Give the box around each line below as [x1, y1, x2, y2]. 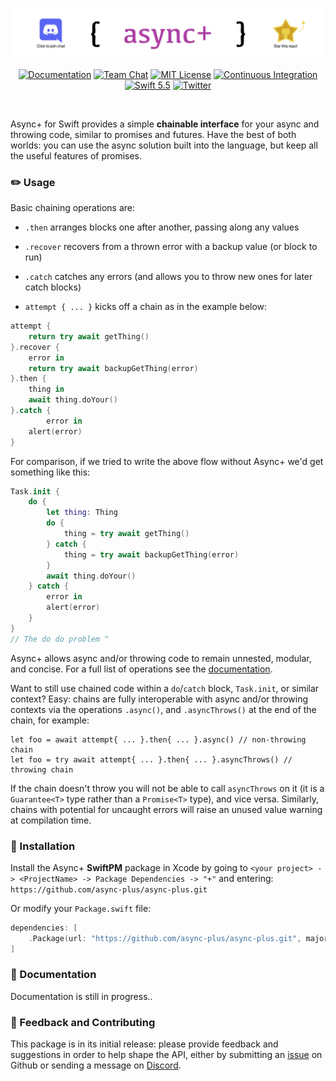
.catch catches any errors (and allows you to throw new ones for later [24, 271, 313, 283]
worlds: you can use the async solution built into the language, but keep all [10, 139, 318, 151]
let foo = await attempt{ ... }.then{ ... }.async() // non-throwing [10, 734, 307, 745]
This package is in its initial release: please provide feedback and [10, 1038, 279, 1050]
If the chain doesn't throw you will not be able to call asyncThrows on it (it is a [10, 782, 325, 794]
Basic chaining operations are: [10, 202, 136, 214]
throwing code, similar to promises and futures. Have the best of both [10, 128, 297, 140]
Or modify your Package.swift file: [10, 902, 152, 914]
